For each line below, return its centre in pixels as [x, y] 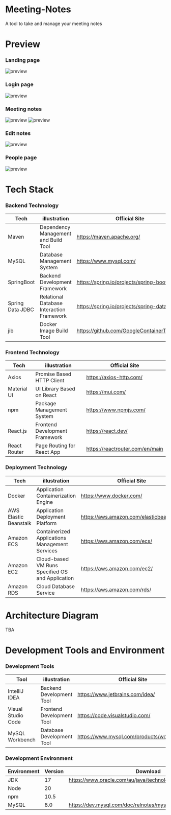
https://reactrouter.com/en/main [125, 449]
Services [47, 550]
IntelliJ [16, 691]
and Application [55, 578]
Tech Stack [30, 189]
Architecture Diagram [52, 615]
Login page [20, 84]
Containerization [56, 496]
